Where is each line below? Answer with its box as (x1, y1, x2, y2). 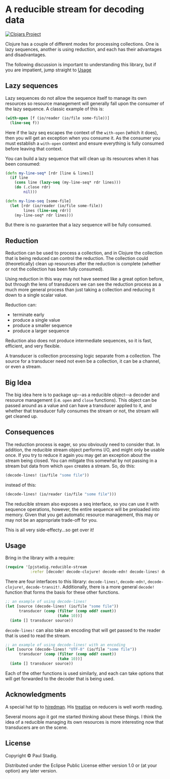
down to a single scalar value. (5, 292, 67, 298)
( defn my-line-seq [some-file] (5, 199, 71, 204)
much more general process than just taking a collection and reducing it (5, 287, 155, 293)
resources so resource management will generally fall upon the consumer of (5, 100, 164, 106)
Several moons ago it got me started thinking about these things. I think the (5, 713, 162, 720)
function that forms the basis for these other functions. (5, 589, 120, 596)
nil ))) (23, 189, 37, 194)
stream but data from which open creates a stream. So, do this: (5, 462, 136, 469)
